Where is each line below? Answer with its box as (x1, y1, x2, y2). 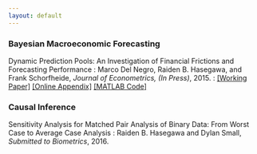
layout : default (8, 11, 62, 20)
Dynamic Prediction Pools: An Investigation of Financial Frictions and (8, 56, 235, 65)
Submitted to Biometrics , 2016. (8, 136, 109, 146)
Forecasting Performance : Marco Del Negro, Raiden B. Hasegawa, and (8, 65, 242, 74)
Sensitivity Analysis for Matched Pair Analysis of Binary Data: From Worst (8, 120, 250, 129)
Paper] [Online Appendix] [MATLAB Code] (8, 81, 148, 91)
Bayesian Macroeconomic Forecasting (8, 38, 161, 49)
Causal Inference (8, 101, 76, 113)
